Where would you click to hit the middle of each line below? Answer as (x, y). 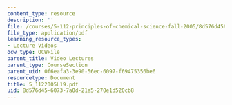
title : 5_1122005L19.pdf (43, 84)
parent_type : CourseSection (48, 65)
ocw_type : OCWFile (33, 52)
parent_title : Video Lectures (51, 59)
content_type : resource (41, 13)
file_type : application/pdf (48, 33)
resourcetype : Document (41, 78)
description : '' (30, 20)
